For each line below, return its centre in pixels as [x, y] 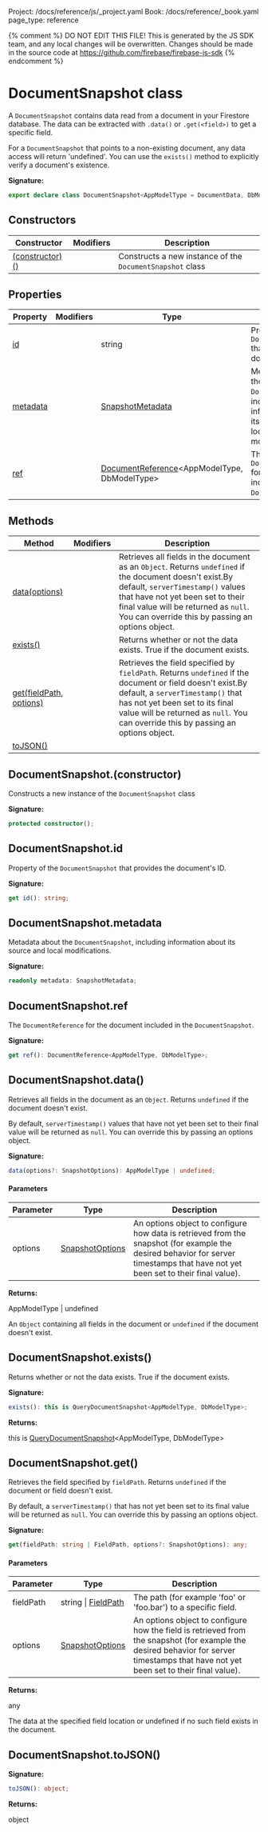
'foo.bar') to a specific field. [185, 1607]
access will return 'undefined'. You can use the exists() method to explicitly [134, 156]
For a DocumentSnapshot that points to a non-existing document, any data [127, 148]
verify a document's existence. [59, 165]
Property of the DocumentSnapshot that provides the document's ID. [117, 868]
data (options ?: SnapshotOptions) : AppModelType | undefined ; [112, 1170]
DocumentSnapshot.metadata [85, 923]
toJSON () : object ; [39, 1789]
